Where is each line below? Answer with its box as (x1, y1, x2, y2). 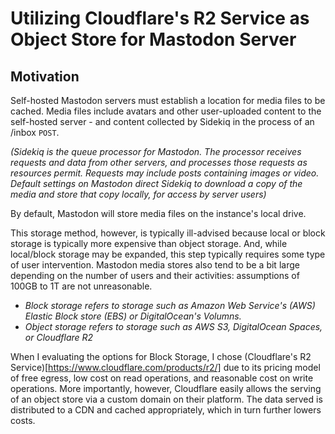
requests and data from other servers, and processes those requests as (10, 157, 308, 168)
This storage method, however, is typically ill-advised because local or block (10, 227, 326, 239)
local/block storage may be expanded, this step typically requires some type (10, 248, 326, 260)
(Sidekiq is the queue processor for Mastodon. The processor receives (10, 146, 302, 157)
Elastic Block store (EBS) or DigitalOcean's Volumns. (24, 310, 242, 322)
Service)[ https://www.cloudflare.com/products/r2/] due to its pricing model (10, 362, 321, 373)
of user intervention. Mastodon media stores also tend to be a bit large (10, 259, 300, 271)
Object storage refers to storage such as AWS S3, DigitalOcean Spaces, (24, 321, 323, 332)
